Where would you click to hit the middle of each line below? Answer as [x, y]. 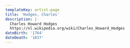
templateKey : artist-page [32, 10]
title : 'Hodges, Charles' [32, 14]
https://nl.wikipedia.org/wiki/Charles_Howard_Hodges [67, 28]
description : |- [22, 19]
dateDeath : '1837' [24, 38]
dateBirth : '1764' [24, 33]
